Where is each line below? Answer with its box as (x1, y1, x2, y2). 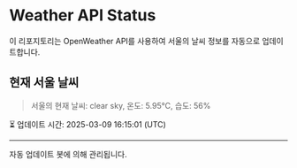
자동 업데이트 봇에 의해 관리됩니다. (9, 149, 127, 159)
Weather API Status (9, 5, 156, 26)
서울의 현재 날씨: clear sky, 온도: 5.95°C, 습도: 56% (30, 100, 211, 111)
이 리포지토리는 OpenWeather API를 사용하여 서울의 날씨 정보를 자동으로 (9, 35, 261, 46)
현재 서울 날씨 (9, 75, 80, 90)
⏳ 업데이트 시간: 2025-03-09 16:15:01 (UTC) (9, 118, 166, 129)
